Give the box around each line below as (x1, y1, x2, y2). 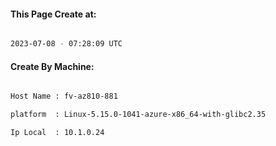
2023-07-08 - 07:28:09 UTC (10, 39, 123, 49)
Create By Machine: (10, 60, 95, 72)
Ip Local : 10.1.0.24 (10, 128, 105, 138)
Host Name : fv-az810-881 (10, 91, 118, 102)
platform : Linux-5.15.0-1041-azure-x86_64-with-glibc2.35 (10, 110, 267, 120)
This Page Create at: (10, 8, 97, 20)
